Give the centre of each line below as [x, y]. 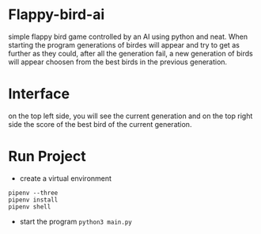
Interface [39, 94]
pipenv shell [30, 207]
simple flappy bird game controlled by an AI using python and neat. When [128, 36]
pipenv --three [33, 193]
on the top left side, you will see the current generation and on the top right [130, 116]
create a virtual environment [66, 178]
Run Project [47, 157]
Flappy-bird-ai [57, 15]
